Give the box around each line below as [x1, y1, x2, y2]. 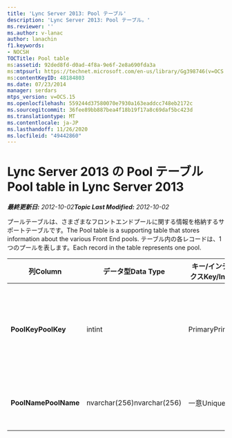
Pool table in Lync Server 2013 [7, 179, 184, 195]
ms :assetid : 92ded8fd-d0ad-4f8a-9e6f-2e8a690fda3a [7, 61, 156, 68]
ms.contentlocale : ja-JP [7, 119, 79, 126]
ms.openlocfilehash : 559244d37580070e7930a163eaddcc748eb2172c [7, 100, 193, 107]
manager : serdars [7, 87, 57, 94]
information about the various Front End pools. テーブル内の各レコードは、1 [7, 235, 222, 243]
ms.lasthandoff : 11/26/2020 [7, 126, 88, 133]
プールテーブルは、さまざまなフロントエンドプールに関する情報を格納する [7, 218, 219, 226]
